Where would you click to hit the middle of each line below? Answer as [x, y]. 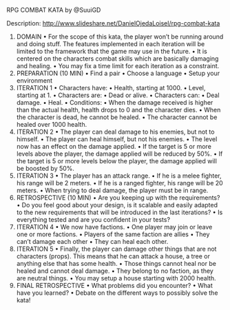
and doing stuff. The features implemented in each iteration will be [111, 44]
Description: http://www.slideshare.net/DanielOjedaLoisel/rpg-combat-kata [113, 23]
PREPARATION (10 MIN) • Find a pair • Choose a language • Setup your [118, 73]
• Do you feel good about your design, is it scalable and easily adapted [117, 205]
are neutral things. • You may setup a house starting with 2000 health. [116, 278]
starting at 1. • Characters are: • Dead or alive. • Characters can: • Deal [118, 95]
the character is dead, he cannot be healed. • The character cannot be [117, 117]
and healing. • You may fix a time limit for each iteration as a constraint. [118, 66]
